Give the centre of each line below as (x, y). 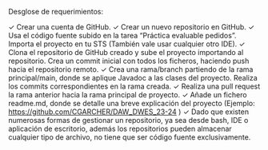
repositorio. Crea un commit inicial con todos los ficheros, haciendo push (129, 61)
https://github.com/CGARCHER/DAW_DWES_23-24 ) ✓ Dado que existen (129, 112)
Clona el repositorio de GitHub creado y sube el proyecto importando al (126, 52)
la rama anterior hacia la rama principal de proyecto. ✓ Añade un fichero (128, 95)
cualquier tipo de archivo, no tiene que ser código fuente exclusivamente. (130, 137)
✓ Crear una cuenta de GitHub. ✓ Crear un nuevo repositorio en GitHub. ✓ (131, 27)
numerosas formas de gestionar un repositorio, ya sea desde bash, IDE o (128, 120)
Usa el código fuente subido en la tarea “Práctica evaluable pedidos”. (122, 36)
